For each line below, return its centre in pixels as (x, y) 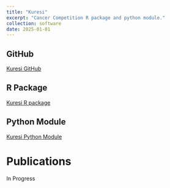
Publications (39, 161)
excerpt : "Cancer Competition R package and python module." (86, 18)
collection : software (34, 23)
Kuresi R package (28, 102)
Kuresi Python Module (34, 137)
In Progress (21, 178)
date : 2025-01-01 (28, 29)
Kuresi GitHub (24, 69)
